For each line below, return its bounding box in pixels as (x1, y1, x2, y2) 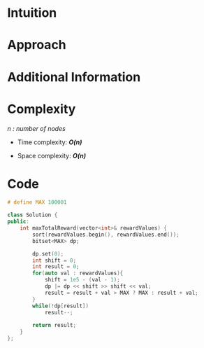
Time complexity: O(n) (17, 138, 82, 146)
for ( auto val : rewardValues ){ (32, 270, 124, 277)
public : (7, 218, 30, 225)
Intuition (7, 5, 57, 21)
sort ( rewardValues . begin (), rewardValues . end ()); (32, 231, 180, 238)
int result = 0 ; (32, 263, 80, 270)
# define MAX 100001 (7, 199, 68, 206)
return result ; (32, 322, 77, 329)
